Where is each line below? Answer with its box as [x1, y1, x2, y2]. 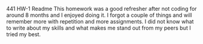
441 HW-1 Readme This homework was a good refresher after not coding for [6, 5, 197, 12]
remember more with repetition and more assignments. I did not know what [6, 18, 194, 25]
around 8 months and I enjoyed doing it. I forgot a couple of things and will [6, 11, 192, 19]
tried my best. [6, 31, 41, 38]
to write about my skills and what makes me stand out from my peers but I [6, 24, 191, 31]
